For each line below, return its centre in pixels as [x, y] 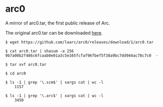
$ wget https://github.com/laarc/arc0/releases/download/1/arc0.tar [79, 42]
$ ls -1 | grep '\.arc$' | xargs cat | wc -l [54, 96]
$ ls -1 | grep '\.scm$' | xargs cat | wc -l [54, 82]
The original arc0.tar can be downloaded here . [54, 33]
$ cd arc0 [16, 73]
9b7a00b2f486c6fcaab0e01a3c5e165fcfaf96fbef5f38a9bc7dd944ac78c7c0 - [82, 56]
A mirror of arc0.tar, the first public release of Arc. [58, 23]
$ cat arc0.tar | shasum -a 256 [39, 51]
